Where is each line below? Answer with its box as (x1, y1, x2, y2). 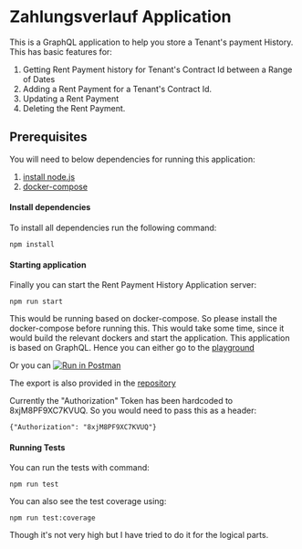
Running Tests (9, 441, 66, 453)
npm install (9, 239, 55, 248)
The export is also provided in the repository (9, 377, 176, 389)
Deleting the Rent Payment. (22, 102, 126, 113)
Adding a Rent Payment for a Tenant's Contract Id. (22, 83, 213, 94)
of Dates (22, 73, 56, 84)
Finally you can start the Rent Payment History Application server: (9, 280, 257, 290)
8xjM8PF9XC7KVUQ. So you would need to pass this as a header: (9, 405, 257, 417)
